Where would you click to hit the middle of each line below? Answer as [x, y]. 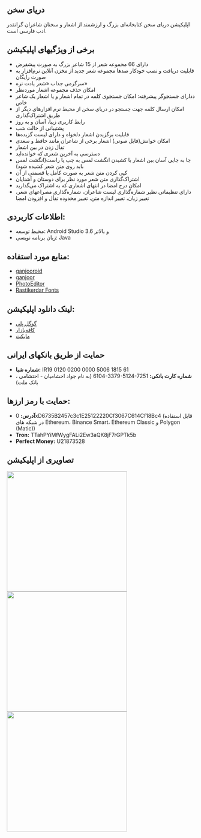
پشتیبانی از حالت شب [40, 128]
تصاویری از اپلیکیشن [40, 460]
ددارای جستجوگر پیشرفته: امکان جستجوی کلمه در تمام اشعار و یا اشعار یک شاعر [105, 96]
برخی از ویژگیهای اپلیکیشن [51, 50]
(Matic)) [25, 428]
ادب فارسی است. [27, 31]
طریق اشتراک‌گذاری [38, 115]
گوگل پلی [26, 324]
